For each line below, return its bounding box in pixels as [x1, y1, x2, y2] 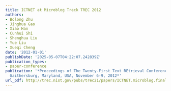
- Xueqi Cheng [5, 45, 36, 50]
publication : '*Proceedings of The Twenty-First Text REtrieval [5, 69, 145, 74]
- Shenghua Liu [5, 36, 38, 41]
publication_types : [5, 59, 47, 64]
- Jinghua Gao [5, 21, 36, 27]
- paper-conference [5, 64, 47, 69]
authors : [5, 12, 24, 17]
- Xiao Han [5, 26, 28, 31]
